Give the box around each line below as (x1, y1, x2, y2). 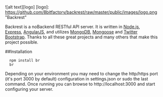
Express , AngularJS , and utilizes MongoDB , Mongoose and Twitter (5, 29, 138, 34)
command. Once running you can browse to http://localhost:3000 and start (5, 81, 155, 87)
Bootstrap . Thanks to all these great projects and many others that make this (5, 34, 158, 40)
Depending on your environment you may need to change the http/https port (5, 71, 158, 77)
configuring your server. (5, 86, 53, 92)
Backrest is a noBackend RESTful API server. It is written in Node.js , (5, 24, 140, 30)
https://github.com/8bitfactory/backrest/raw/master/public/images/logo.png (5, 9, 158, 15)
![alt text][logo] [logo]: (5, 4, 49, 10)
